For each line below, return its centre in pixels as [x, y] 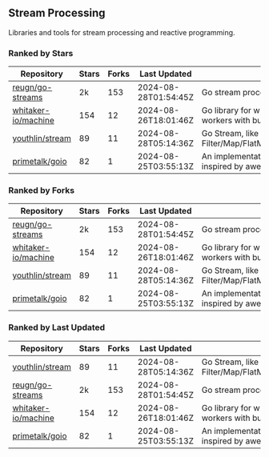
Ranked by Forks [41, 190]
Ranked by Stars [41, 53]
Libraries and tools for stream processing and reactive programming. [122, 32]
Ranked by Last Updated [57, 327]
